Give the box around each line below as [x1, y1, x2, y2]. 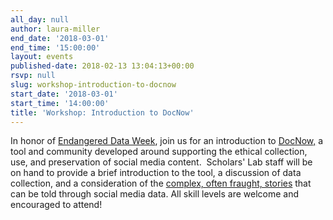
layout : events [10, 52, 74, 62]
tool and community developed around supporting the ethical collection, [10, 146, 308, 158]
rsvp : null [10, 71, 56, 81]
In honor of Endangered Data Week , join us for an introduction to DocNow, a [10, 135, 324, 147]
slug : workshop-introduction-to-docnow [10, 80, 177, 90]
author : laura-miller [10, 24, 101, 34]
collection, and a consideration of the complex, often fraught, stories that [10, 177, 312, 190]
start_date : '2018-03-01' [10, 89, 118, 99]
